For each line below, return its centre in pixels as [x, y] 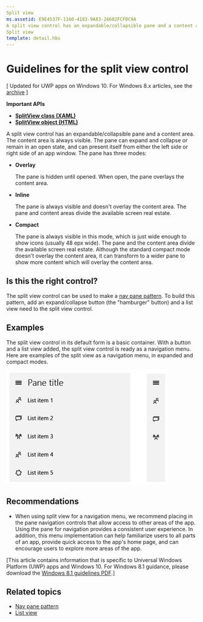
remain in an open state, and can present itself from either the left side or [97, 147]
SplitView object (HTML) [47, 122]
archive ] [17, 92]
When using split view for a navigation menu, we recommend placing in [104, 516]
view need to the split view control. [50, 308]
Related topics [34, 591]
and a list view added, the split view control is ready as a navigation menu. [99, 349]
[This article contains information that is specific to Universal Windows [94, 560]
